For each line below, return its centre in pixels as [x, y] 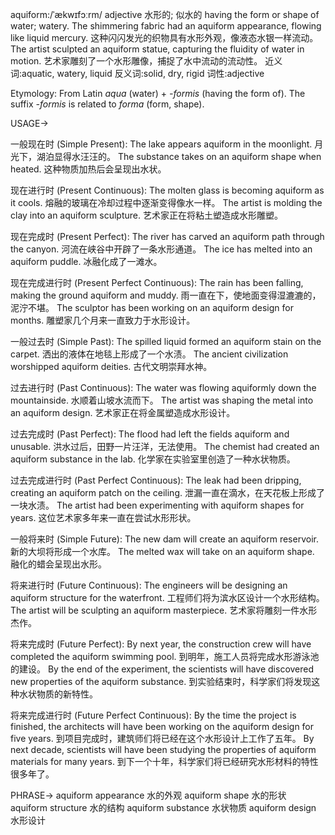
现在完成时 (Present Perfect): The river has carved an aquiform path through [167, 236]
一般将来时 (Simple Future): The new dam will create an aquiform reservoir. [164, 539]
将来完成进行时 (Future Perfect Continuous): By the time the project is [153, 715]
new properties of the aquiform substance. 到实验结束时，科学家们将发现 [161, 681]
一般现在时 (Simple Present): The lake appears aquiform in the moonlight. [161, 144]
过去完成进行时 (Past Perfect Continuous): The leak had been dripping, [156, 480]
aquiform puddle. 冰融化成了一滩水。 [86, 261]
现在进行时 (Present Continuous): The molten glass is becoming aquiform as [167, 190]
